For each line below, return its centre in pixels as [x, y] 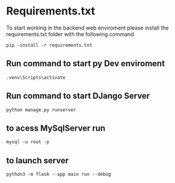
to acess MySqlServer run [56, 128]
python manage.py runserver [41, 110]
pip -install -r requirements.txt [49, 45]
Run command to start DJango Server [78, 96]
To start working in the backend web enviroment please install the [87, 28]
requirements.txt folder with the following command [70, 34]
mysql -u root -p [28, 142]
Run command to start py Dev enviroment [85, 64]
